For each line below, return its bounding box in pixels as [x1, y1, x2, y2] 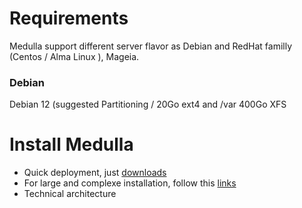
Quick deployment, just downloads [23, 167, 167, 179]
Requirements [9, 7, 129, 30]
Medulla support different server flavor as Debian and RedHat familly [9, 40, 293, 52]
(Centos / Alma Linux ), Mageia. [9, 50, 140, 62]
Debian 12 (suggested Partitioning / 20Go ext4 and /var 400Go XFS [9, 98, 287, 111]
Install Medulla [9, 133, 134, 156]
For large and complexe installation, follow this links [23, 177, 237, 189]
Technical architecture [23, 188, 117, 200]
